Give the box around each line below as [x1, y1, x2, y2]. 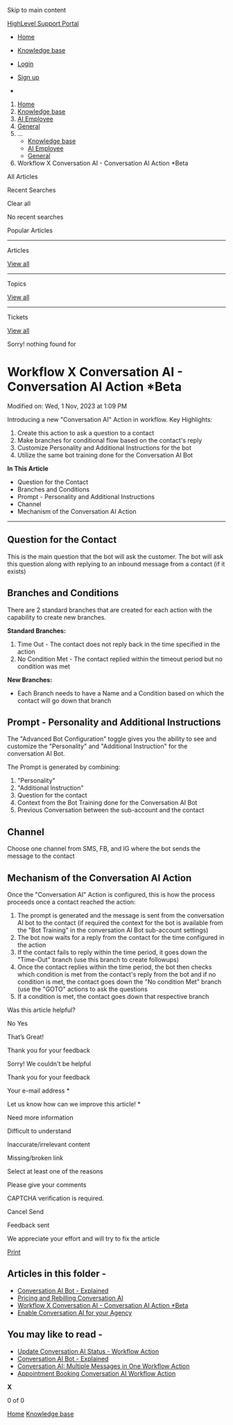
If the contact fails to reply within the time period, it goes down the [17, 948, 207, 956]
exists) [7, 567, 26, 575]
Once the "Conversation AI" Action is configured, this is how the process [7, 891, 215, 898]
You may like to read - [7, 1329, 103, 1340]
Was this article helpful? [7, 1006, 76, 1014]
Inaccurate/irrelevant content [7, 1140, 90, 1148]
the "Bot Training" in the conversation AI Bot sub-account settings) [17, 926, 209, 934]
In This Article [7, 464, 49, 473]
